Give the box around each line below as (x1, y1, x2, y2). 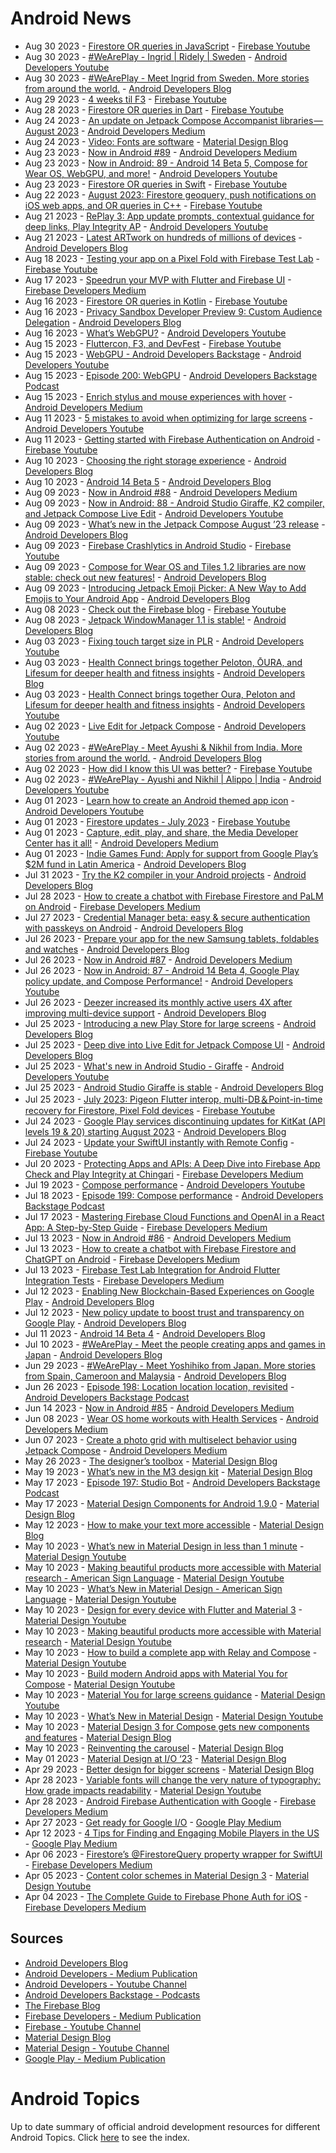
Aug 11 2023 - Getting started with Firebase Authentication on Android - (24, 433, 322, 445)
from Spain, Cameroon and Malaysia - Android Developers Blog (24, 1370, 287, 1382)
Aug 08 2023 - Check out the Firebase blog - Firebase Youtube (24, 603, 287, 615)
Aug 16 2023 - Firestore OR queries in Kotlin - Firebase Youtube (24, 295, 288, 307)
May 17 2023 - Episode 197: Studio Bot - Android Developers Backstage (24, 1476, 321, 1488)
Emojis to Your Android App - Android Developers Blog (24, 592, 251, 604)
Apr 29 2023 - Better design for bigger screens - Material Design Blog (24, 1763, 315, 1775)
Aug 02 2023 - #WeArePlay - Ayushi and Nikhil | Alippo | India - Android (24, 773, 322, 785)
